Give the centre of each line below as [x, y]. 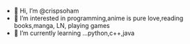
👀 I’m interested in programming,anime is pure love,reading [98, 18]
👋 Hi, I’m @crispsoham [46, 11]
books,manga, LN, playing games [62, 25]
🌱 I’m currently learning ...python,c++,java [74, 33]
